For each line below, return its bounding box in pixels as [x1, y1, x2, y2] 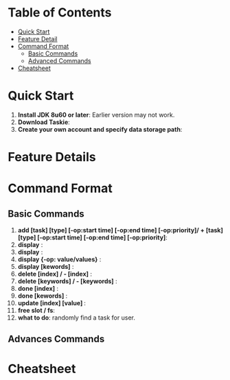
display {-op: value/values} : [17, 255, 102, 263]
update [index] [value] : [17, 299, 87, 307]
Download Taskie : [17, 118, 71, 126]
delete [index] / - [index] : [17, 270, 92, 278]
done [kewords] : [17, 292, 68, 300]
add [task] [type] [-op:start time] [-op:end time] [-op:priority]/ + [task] [17, 226, 224, 235]
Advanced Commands [27, 56, 91, 64]
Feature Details [8, 150, 96, 165]
